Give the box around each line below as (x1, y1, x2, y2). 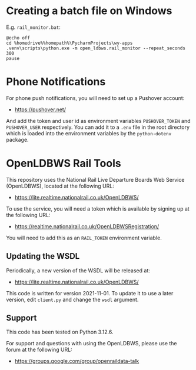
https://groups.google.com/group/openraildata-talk (14, 358, 139, 365)
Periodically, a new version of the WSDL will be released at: (6, 266, 150, 274)
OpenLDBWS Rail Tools (6, 157, 122, 170)
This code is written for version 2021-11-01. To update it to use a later (6, 289, 174, 296)
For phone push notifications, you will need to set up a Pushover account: (6, 94, 185, 101)
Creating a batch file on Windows (6, 4, 172, 18)
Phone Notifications (6, 75, 106, 89)
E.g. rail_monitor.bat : (6, 24, 61, 31)
